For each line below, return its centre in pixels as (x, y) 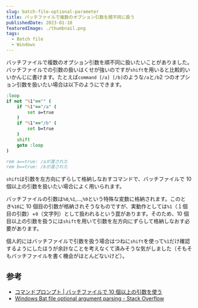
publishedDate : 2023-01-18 (39, 23)
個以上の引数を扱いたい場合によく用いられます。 (66, 187)
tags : (13, 34)
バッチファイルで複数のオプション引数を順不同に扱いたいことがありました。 (99, 62)
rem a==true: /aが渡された (37, 161)
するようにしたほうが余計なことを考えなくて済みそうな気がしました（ (92, 249)
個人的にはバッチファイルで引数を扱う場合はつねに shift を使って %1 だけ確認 (98, 241)
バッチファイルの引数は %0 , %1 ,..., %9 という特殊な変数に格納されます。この (93, 199)
